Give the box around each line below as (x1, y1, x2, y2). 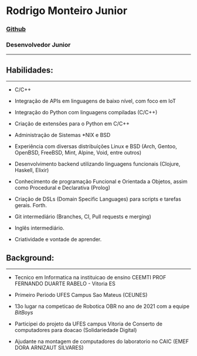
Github (6, 25, 26, 33)
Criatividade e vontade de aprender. (14, 236, 102, 243)
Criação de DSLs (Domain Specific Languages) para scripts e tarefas (14, 196, 182, 203)
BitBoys (14, 309, 33, 316)
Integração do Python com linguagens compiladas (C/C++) (14, 109, 158, 116)
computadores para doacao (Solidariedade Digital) (14, 327, 137, 334)
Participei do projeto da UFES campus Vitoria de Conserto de (14, 320, 163, 327)
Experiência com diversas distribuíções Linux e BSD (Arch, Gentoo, (14, 143, 177, 150)
